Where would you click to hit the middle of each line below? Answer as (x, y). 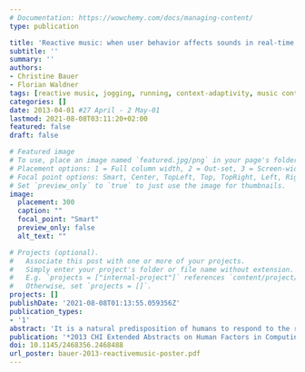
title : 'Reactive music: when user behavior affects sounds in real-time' (154, 43)
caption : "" (40, 211)
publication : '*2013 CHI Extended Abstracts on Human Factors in (135, 337)
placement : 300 (46, 202)
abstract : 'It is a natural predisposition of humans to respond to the (150, 328)
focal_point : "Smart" (59, 220)
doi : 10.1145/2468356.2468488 (67, 346)
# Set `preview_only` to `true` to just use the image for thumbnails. (148, 186)
